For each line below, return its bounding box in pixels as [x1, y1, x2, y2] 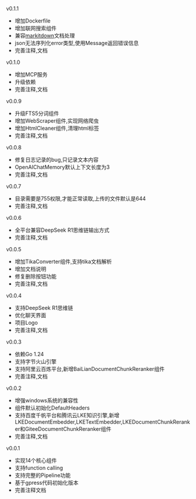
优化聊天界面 [14, 312, 46, 319]
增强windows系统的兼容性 [14, 397, 79, 404]
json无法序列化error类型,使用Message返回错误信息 [14, 40, 139, 46]
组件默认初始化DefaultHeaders [14, 404, 90, 411]
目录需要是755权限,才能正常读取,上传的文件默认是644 [14, 195, 146, 202]
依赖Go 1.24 [14, 351, 44, 357]
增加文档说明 [14, 266, 46, 272]
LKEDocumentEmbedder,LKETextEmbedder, [14, 418, 123, 426]
